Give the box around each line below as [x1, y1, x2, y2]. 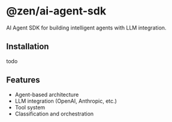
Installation [6, 41, 49, 52]
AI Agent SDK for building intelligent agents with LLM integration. [6, 24, 167, 31]
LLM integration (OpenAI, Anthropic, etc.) [14, 97, 117, 105]
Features [6, 75, 40, 85]
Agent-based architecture [14, 91, 79, 98]
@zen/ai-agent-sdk [6, 4, 107, 18]
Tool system [14, 103, 46, 111]
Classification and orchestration [14, 110, 94, 117]
